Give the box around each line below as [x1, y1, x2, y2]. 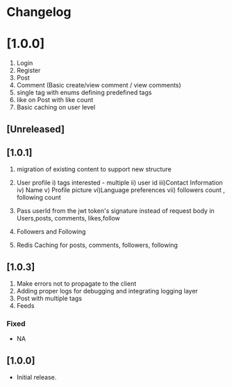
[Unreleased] [6, 123, 65, 135]
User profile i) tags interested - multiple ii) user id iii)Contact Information [16, 178, 223, 187]
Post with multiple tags [16, 294, 83, 302]
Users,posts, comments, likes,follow [16, 214, 121, 223]
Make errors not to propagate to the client [16, 279, 137, 288]
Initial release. [16, 373, 57, 381]
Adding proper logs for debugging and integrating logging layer [16, 287, 199, 295]
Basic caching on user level [16, 103, 96, 112]
